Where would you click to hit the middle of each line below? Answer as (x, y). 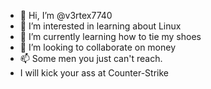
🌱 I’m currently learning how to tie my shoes (110, 36)
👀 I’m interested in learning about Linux (100, 26)
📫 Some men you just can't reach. (91, 58)
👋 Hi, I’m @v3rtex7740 (66, 15)
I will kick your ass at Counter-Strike (94, 73)
